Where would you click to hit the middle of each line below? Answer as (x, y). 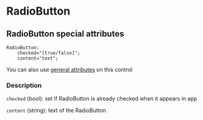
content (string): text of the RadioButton (56, 110)
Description (24, 85)
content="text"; (38, 58)
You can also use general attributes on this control (69, 69)
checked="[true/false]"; (49, 53)
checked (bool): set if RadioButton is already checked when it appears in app (102, 99)
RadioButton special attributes (65, 34)
